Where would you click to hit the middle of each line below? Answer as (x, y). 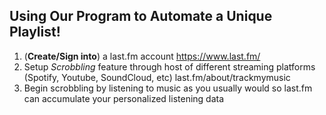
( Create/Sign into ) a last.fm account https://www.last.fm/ (142, 56)
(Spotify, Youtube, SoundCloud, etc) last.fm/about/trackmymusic (157, 77)
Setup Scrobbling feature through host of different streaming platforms (169, 66)
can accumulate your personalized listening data (124, 98)
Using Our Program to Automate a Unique (141, 16)
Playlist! (35, 32)
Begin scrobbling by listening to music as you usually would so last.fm (168, 88)
